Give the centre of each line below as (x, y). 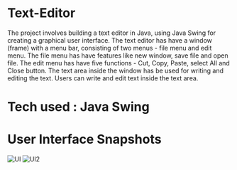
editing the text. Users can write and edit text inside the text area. (103, 78)
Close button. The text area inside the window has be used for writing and (116, 70)
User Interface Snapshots (84, 139)
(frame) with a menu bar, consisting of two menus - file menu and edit (110, 48)
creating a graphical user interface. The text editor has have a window (110, 40)
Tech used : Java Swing (79, 107)
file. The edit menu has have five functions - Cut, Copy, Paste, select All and (119, 63)
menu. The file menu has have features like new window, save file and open (118, 55)
